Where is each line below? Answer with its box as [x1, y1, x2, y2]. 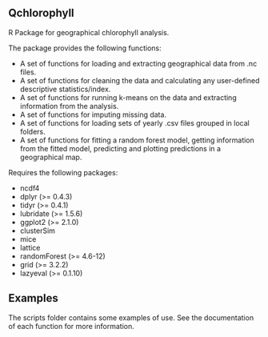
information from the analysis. [19, 101, 119, 110]
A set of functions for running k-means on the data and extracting [19, 92, 238, 102]
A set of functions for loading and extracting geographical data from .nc [19, 58, 258, 68]
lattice [19, 243, 41, 252]
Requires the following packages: [8, 167, 118, 177]
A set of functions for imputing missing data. [19, 110, 166, 119]
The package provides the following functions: [8, 43, 162, 53]
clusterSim [19, 226, 56, 235]
